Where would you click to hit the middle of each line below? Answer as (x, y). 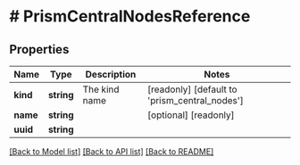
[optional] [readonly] (191, 115)
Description (111, 74)
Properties (39, 49)
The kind (101, 89)
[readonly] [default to (192, 89)
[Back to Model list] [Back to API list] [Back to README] (112, 152)
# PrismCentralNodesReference (130, 16)
